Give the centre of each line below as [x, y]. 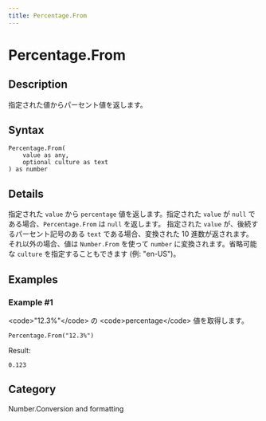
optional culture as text [66, 163]
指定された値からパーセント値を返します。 [78, 104]
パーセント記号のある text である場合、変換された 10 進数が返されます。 [134, 234]
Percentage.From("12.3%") [51, 336]
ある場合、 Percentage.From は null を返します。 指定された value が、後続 [130, 224]
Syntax [26, 130]
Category [32, 390]
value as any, [46, 155]
